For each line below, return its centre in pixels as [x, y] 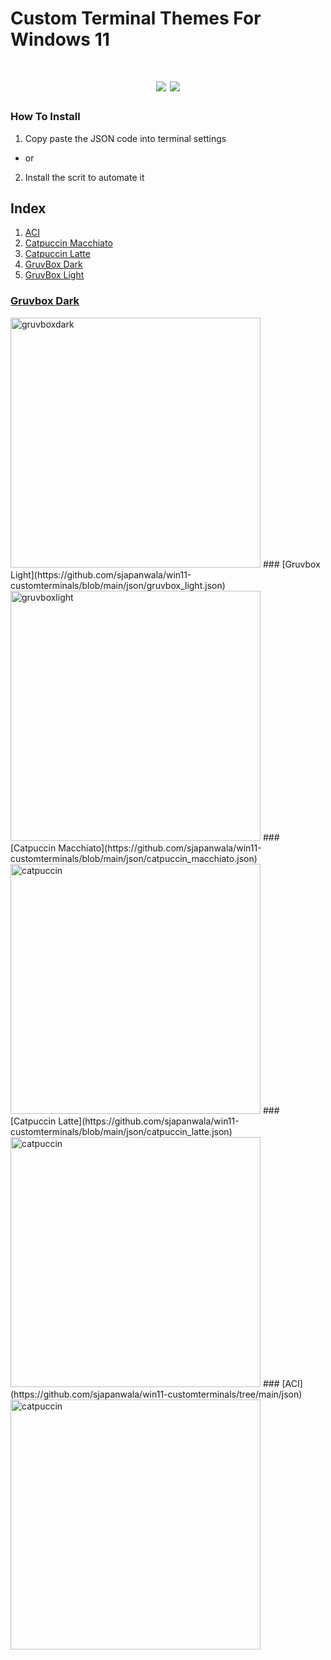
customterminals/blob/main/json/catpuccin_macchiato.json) [134, 858]
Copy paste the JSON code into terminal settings [125, 138]
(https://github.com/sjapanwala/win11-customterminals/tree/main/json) [156, 1394]
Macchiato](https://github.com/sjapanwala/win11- [160, 848]
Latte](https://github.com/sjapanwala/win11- [149, 1121]
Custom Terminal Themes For [136, 18]
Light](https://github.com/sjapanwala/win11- [101, 574]
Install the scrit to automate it [84, 177]
